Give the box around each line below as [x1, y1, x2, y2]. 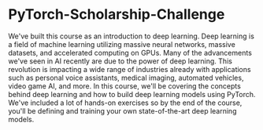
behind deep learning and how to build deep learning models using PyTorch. [8, 89, 256, 99]
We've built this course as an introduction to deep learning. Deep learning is [8, 31, 254, 41]
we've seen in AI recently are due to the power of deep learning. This [8, 56, 232, 66]
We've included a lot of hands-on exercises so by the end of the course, [8, 98, 243, 107]
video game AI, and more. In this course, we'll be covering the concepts [8, 81, 242, 91]
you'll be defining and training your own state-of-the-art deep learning [8, 106, 237, 115]
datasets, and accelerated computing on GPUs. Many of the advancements [8, 48, 252, 57]
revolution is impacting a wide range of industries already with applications [8, 64, 251, 74]
